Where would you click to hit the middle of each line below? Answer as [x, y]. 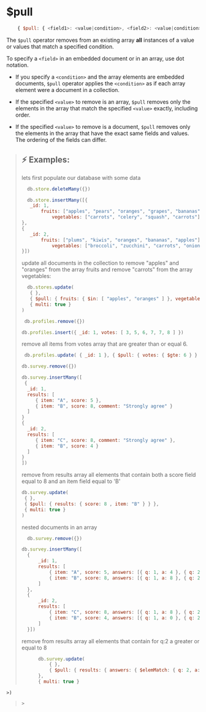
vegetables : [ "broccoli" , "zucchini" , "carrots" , [116, 246]
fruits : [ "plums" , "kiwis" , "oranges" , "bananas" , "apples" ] [120, 240]
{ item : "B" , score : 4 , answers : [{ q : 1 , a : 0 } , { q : [122, 618]
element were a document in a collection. [67, 90]
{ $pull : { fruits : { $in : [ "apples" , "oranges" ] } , [101, 299]
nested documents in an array [59, 527]
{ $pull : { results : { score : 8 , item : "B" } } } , [92, 504]
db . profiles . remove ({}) [55, 321]
